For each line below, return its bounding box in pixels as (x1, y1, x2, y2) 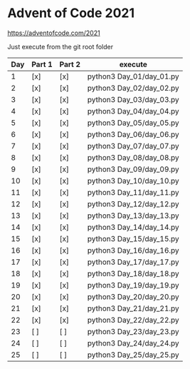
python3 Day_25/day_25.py (87, 350, 179, 360)
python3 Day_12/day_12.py (87, 198, 179, 208)
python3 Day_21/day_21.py (87, 303, 179, 313)
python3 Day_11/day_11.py (87, 187, 179, 197)
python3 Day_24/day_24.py (87, 338, 179, 348)
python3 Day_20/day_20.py (87, 291, 179, 301)
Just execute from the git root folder (7, 42, 114, 51)
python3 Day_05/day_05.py (87, 118, 179, 128)
